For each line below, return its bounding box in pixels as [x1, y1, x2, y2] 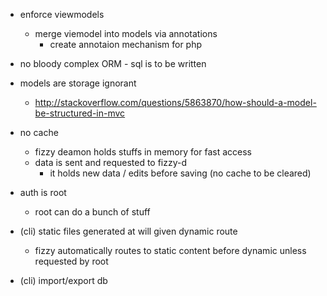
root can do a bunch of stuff [34, 206, 151, 218]
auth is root [19, 187, 67, 198]
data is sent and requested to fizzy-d [34, 157, 188, 168]
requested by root [34, 255, 109, 267]
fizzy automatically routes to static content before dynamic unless [34, 245, 307, 256]
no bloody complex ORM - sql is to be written [19, 58, 207, 69]
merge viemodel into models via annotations [34, 28, 218, 39]
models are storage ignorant [19, 77, 137, 89]
